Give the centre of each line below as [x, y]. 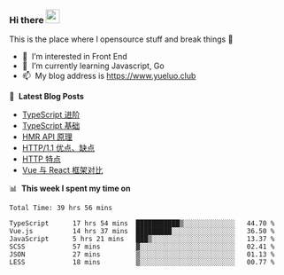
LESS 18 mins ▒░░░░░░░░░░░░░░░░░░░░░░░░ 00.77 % [142, 263]
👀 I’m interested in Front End [75, 57]
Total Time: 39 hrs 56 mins [61, 208]
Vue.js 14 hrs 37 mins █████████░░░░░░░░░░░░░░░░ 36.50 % [142, 232]
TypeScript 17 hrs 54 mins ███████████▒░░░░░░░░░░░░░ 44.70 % [142, 224]
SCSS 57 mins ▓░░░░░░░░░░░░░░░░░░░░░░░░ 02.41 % [142, 247]
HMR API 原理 [47, 137]
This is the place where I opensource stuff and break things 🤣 [121, 39]
